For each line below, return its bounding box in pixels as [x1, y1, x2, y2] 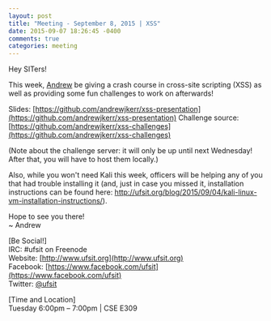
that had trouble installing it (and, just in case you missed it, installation [8, 179, 244, 189]
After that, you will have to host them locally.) [8, 155, 159, 165]
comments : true [8, 34, 60, 43]
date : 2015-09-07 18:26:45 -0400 [8, 27, 121, 35]
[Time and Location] [8, 295, 76, 305]
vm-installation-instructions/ [8, 196, 104, 206]
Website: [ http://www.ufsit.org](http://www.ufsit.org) [8, 253, 184, 263]
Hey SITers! [8, 64, 47, 74]
